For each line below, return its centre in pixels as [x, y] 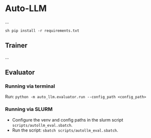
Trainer [16, 46]
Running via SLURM [29, 109]
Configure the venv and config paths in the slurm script [67, 120]
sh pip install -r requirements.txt [42, 31]
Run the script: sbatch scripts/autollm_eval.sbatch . [65, 130]
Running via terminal [30, 86]
